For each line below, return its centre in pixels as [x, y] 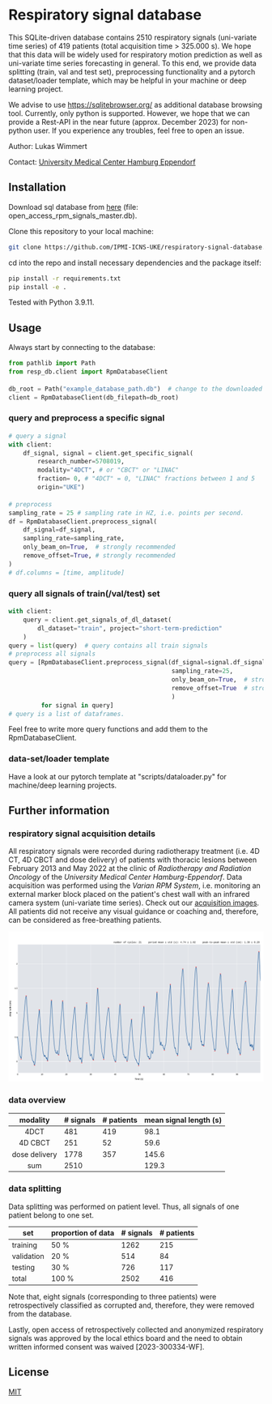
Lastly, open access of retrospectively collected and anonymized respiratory [136, 1329]
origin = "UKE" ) [61, 488]
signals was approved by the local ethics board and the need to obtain [125, 1338]
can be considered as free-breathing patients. [85, 920]
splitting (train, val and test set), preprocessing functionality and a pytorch [132, 71]
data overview [37, 1100]
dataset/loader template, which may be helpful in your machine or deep [127, 80]
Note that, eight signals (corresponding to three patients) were [113, 1296]
